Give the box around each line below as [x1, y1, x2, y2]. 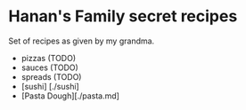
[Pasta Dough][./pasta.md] [20, 90, 119, 101]
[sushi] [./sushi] [20, 81, 79, 91]
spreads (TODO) [20, 71, 82, 82]
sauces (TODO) [20, 62, 79, 73]
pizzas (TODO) [20, 52, 77, 63]
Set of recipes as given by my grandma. [8, 35, 155, 46]
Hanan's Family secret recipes [8, 6, 238, 27]
